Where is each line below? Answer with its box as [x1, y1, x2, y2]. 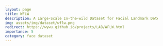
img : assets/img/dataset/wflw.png [5, 20, 75, 25]
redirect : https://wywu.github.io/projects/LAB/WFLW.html [5, 25, 125, 30]
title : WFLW [5, 11, 29, 16]
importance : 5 [5, 29, 34, 34]
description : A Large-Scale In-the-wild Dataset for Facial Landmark [5, 16, 149, 21]
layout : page [5, 7, 32, 12]
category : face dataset [5, 34, 53, 39]
